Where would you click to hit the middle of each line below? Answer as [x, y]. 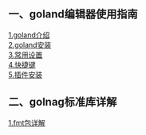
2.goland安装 [30, 44]
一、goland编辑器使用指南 [73, 14]
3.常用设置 [26, 55]
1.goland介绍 [29, 35]
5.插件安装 [25, 75]
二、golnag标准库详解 [63, 102]
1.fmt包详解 [27, 122]
